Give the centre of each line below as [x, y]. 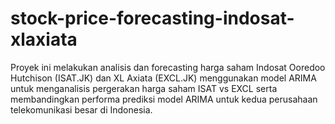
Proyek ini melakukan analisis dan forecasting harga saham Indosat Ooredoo [168, 67]
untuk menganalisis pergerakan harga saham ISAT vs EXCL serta [144, 88]
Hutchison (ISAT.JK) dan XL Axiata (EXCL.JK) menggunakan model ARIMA [163, 78]
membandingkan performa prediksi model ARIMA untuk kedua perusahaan [164, 99]
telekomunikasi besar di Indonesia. [81, 109]
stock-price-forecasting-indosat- [152, 18]
